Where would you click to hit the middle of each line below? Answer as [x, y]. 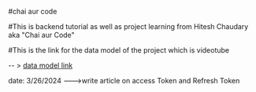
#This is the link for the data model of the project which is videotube [119, 50]
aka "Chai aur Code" [41, 35]
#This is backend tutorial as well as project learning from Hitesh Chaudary [128, 26]
